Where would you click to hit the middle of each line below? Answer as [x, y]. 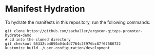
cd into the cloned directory [40, 40]
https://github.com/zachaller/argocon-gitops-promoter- [85, 31]
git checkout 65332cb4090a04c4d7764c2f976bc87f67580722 [63, 44]
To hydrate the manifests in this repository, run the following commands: [78, 22]
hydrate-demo [18, 35]
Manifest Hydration [45, 9]
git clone [15, 31]
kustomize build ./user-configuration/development [58, 48]
